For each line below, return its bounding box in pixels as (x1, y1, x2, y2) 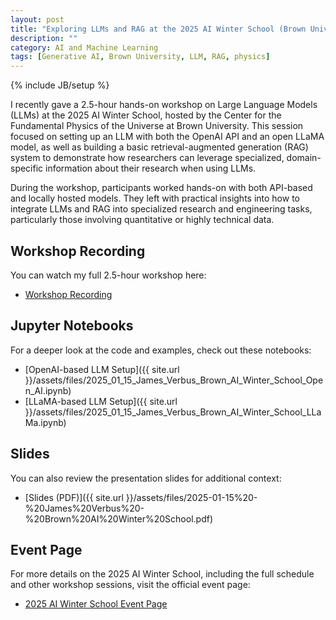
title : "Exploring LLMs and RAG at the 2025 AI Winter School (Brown (10, 24, 307, 34)
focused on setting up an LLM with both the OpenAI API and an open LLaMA (10, 131, 325, 143)
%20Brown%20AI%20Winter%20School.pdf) (24, 512, 213, 525)
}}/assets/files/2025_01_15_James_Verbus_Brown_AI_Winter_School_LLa (24, 406, 322, 418)
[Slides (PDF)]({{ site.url (24, 491, 124, 503)
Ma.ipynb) (24, 416, 67, 428)
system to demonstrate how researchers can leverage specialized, (10, 152, 285, 164)
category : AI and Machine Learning (10, 42, 159, 53)
